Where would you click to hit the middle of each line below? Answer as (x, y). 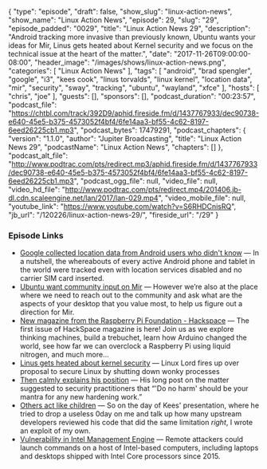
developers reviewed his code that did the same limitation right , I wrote (136, 423)
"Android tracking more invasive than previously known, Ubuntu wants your (132, 37)
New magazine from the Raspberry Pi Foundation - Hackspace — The (134, 321)
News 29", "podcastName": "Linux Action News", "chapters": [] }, (116, 147)
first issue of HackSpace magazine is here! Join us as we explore (127, 329)
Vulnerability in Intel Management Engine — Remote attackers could (132, 439)
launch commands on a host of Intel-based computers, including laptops (139, 448)
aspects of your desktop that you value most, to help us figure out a (131, 304)
